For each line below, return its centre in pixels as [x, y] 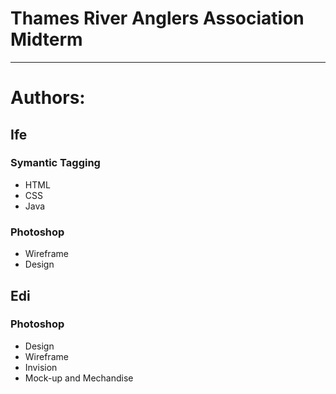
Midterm [46, 39]
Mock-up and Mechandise [79, 378]
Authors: [48, 98]
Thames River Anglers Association [157, 18]
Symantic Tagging [55, 163]
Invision [41, 367]
